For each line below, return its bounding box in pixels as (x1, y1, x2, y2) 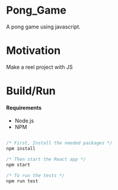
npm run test (6, 178, 39, 184)
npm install (6, 146, 36, 152)
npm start (6, 162, 31, 168)
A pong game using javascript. (6, 23, 81, 30)
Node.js (14, 117, 34, 124)
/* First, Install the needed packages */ (6, 140, 113, 146)
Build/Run (6, 84, 56, 98)
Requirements (6, 104, 42, 111)
